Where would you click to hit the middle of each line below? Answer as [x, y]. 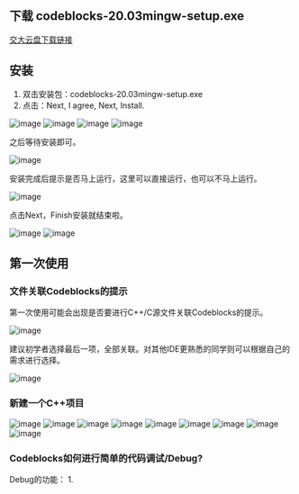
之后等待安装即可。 [45, 141]
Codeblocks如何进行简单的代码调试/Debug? [106, 458]
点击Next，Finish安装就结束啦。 [68, 215]
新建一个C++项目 [47, 403]
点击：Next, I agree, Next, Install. [83, 105]
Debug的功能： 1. [41, 479]
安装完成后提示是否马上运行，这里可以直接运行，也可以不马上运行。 [136, 178]
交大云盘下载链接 [41, 40]
